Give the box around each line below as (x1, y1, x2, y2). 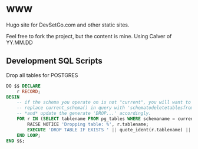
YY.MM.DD (6, 39, 34, 46)
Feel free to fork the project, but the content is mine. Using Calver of (6, 32, 172, 39)
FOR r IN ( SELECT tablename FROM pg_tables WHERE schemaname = (16, 116, 176, 122)
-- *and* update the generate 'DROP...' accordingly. (16, 111, 151, 117)
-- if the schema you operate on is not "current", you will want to (16, 100, 192, 105)
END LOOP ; (16, 132, 41, 138)
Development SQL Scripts (6, 56, 103, 66)
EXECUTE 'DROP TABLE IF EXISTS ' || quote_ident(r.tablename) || (27, 127, 192, 133)
